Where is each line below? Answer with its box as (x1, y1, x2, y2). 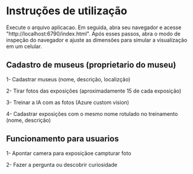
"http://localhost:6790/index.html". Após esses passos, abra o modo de (6, 30, 181, 37)
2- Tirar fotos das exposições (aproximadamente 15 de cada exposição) (6, 87, 182, 94)
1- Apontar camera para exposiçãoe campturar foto (6, 150, 131, 157)
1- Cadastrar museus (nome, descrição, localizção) (6, 75, 131, 83)
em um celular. (6, 43, 43, 50)
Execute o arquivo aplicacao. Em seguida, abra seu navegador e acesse (6, 24, 182, 31)
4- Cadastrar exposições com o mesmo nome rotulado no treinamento (6, 110, 178, 117)
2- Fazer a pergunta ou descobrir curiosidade (6, 161, 117, 168)
